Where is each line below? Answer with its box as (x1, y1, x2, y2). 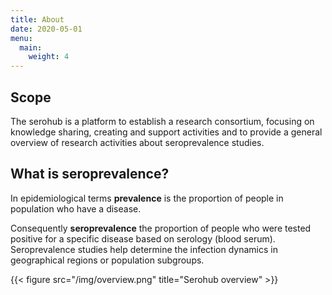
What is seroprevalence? (10, 166, 170, 183)
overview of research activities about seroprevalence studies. (10, 136, 265, 148)
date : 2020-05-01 (10, 24, 83, 34)
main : (19, 42, 43, 53)
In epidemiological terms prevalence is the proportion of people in (10, 192, 284, 204)
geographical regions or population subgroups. (10, 254, 205, 266)
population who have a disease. (10, 202, 142, 215)
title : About (10, 14, 65, 25)
